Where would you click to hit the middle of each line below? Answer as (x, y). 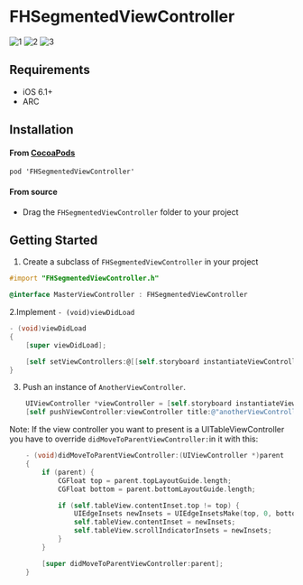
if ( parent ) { (68, 472)
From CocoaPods (42, 153)
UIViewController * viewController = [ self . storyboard (129, 404)
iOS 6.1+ (37, 91)
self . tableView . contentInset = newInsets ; (155, 522)
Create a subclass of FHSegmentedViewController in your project (140, 262)
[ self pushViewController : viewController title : (119, 413)
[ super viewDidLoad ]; (66, 345)
